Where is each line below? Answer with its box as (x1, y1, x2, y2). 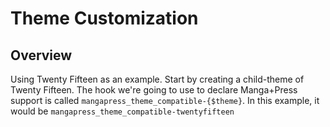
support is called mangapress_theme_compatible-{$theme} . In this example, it (10, 95, 320, 106)
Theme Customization (10, 7, 199, 30)
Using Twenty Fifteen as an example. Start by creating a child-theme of (10, 73, 305, 85)
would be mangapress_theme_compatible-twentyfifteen (10, 105, 235, 117)
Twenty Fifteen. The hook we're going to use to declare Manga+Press (10, 84, 298, 96)
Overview (10, 47, 73, 64)
